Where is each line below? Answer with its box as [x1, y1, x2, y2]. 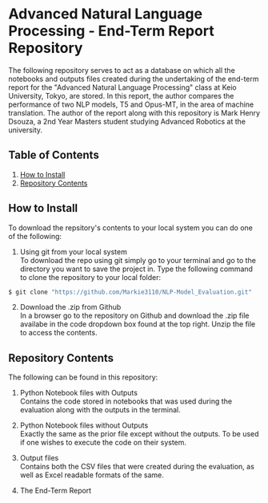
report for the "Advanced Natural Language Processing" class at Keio [8, 82, 238, 92]
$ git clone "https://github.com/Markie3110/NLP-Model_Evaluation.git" [8, 288, 252, 296]
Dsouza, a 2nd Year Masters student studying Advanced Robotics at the [8, 116, 246, 126]
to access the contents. [19, 328, 98, 338]
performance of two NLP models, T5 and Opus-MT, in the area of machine [8, 99, 254, 109]
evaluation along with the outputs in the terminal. [19, 405, 182, 415]
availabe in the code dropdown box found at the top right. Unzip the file [19, 319, 256, 329]
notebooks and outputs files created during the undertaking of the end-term [8, 74, 259, 83]
